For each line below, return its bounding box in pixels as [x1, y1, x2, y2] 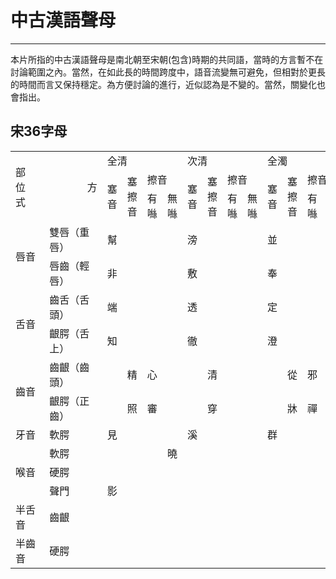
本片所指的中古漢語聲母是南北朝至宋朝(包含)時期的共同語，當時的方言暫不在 [10, 53, 324, 65]
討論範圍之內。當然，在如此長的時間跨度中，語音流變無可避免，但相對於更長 [10, 66, 326, 78]
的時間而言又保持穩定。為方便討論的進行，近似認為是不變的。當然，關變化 [10, 78, 317, 90]
